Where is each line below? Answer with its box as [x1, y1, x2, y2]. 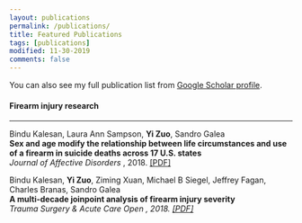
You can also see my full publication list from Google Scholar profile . [9, 80, 262, 90]
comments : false [9, 55, 70, 64]
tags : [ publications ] [9, 38, 91, 48]
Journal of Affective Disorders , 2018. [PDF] [9, 157, 172, 168]
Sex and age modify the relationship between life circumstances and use [9, 138, 288, 149]
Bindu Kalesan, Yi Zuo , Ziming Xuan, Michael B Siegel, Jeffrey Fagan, [9, 174, 267, 185]
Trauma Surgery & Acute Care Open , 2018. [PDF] [9, 203, 194, 214]
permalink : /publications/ [9, 22, 111, 31]
